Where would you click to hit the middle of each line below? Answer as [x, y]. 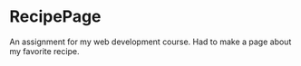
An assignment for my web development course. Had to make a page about [150, 42]
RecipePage [55, 17]
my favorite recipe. [44, 51]
